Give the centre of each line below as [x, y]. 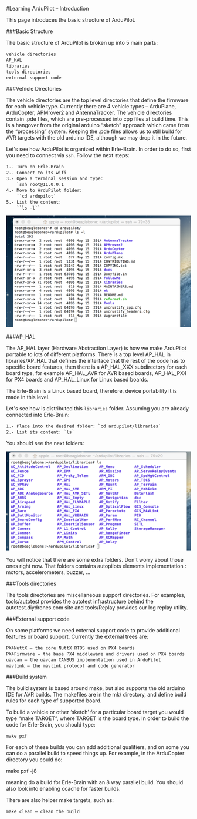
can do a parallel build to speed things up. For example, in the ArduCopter [95, 754]
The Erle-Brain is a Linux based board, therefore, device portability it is [91, 390]
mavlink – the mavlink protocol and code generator [70, 666]
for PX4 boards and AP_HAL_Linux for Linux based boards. [77, 379]
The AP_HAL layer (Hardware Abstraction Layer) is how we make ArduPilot [96, 348]
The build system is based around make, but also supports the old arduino [96, 688]
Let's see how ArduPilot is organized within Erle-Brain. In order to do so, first [99, 149]
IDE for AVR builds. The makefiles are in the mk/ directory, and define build [96, 695]
